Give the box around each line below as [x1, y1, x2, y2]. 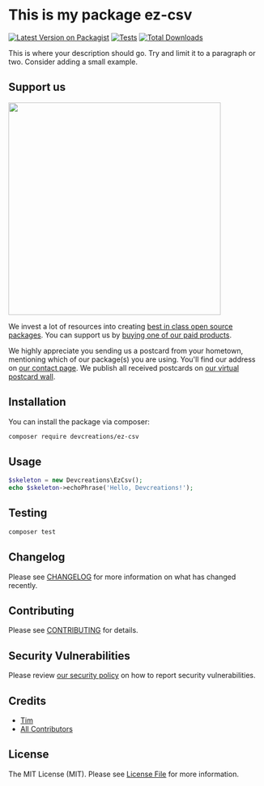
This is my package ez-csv [8, 6, 193, 24]
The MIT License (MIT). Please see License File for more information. [8, 769, 239, 779]
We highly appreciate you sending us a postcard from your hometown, [8, 346, 244, 355]
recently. [8, 580, 38, 590]
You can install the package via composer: [8, 416, 150, 427]
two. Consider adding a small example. [8, 57, 138, 67]
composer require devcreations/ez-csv [8, 432, 139, 440]
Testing [8, 506, 48, 520]
